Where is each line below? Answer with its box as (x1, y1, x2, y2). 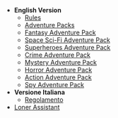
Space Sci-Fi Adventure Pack (24, 36, 111, 44)
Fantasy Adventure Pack (24, 28, 97, 37)
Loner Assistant (13, 103, 60, 111)
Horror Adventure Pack (24, 66, 93, 74)
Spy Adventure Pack (24, 81, 85, 88)
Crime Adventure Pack (24, 51, 90, 59)
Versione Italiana (13, 88, 66, 96)
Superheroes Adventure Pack (24, 44, 111, 51)
